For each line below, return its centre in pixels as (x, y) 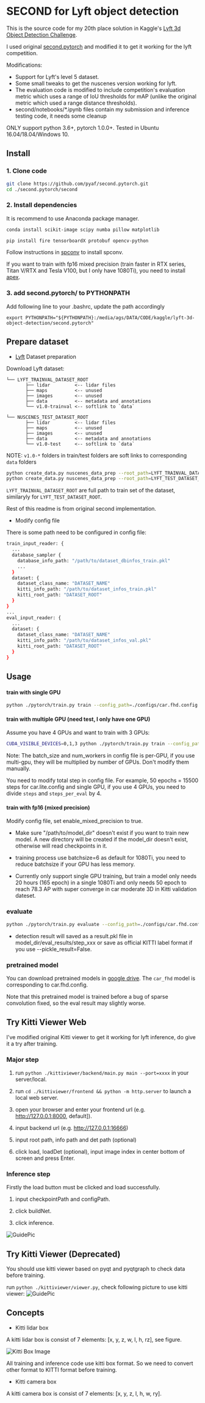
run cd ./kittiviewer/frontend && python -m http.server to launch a (103, 1091)
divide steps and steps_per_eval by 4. (54, 794)
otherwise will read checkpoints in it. (61, 846)
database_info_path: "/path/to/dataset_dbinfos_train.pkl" (94, 561)
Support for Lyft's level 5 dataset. (57, 77)
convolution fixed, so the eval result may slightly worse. (76, 1003)
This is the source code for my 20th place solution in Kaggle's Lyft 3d (94, 28)
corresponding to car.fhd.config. (47, 985)
